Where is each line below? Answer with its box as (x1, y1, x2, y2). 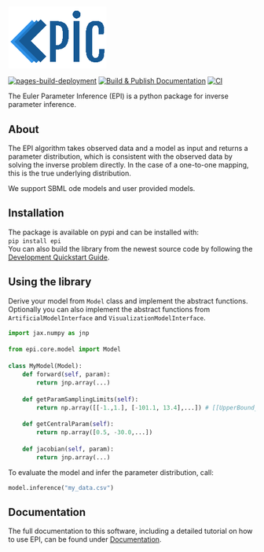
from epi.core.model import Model (8, 345, 122, 354)
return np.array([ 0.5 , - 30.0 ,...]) (36, 429, 153, 436)
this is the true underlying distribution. (8, 168, 132, 178)
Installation (8, 207, 64, 220)
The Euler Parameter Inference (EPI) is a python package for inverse (8, 91, 229, 101)
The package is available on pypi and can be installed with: (8, 227, 199, 237)
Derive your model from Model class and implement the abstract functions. (8, 296, 248, 305)
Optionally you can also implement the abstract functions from (8, 304, 211, 314)
